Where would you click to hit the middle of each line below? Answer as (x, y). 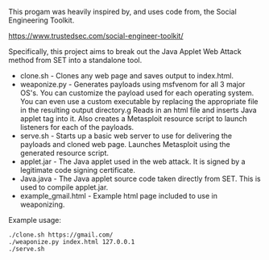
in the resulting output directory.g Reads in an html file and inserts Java (138, 110)
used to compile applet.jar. (64, 187)
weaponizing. (42, 204)
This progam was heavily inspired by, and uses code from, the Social (123, 12)
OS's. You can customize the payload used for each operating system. (137, 93)
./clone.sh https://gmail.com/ (61, 235)
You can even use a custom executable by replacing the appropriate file (139, 101)
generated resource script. (64, 153)
